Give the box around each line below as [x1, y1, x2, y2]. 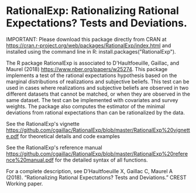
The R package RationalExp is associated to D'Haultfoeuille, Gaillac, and [6, 59, 180, 66]
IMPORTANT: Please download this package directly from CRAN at [6, 36, 167, 43]
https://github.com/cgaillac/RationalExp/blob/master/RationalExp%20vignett [6, 127, 190, 134]
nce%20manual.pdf [6, 156, 54, 163]
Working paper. [6, 180, 43, 187]
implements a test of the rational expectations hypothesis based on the [6, 72, 177, 79]
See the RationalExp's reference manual [6, 144, 102, 151]
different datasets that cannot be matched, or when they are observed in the [6, 90, 190, 97]
